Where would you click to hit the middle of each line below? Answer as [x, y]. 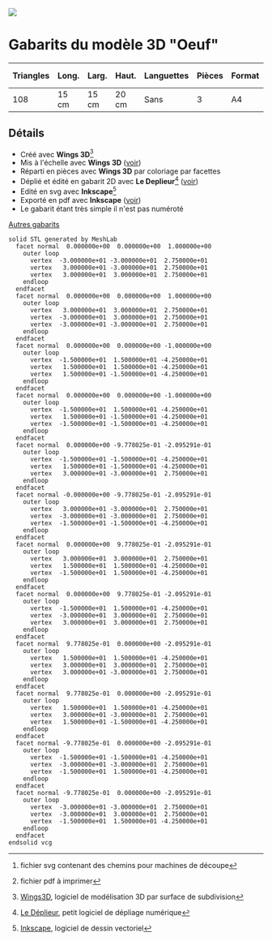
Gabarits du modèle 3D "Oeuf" [114, 45]
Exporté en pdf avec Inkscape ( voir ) [81, 200]
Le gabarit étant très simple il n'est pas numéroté [102, 208]
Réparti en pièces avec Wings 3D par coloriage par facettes [120, 171]
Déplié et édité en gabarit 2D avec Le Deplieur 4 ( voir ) [109, 181]
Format [245, 75]
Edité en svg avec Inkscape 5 [68, 191]
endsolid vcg [30, 842]
